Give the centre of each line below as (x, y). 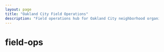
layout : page (18, 9)
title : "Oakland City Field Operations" (47, 14)
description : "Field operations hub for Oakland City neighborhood (75, 18)
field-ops (24, 42)
